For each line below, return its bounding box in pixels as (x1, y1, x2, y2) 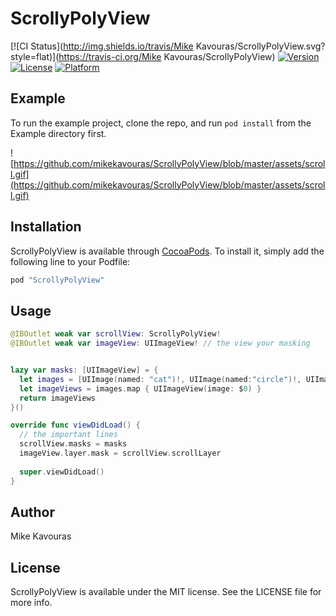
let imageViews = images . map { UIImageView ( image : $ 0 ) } (19, 383, 262, 394)
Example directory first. (10, 127, 107, 139)
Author (10, 503, 55, 521)
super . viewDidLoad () (19, 467, 105, 477)
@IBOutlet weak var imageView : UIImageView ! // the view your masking (10, 338, 311, 349)
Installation (10, 218, 82, 236)
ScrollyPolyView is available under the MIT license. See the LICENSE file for (10, 586, 322, 598)
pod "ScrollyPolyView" (10, 275, 105, 285)
